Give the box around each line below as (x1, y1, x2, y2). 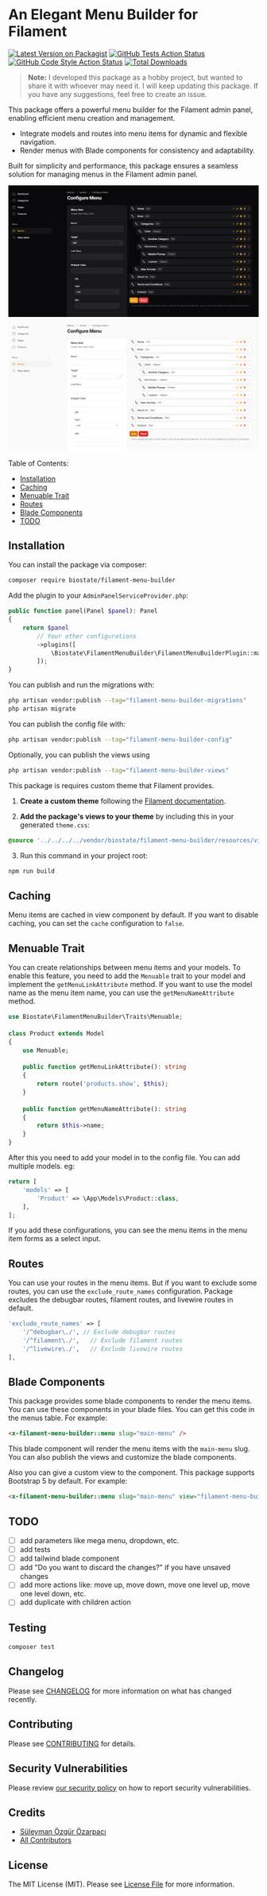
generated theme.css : (19, 820, 90, 830)
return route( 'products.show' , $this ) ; (37, 1080, 169, 1088)
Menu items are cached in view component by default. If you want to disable (8, 910, 259, 919)
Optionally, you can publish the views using (8, 749, 150, 760)
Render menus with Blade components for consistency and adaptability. (19, 145, 256, 155)
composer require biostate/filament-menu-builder (8, 576, 176, 585)
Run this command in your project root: (19, 850, 149, 860)
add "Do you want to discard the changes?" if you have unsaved (19, 1563, 231, 1573)
